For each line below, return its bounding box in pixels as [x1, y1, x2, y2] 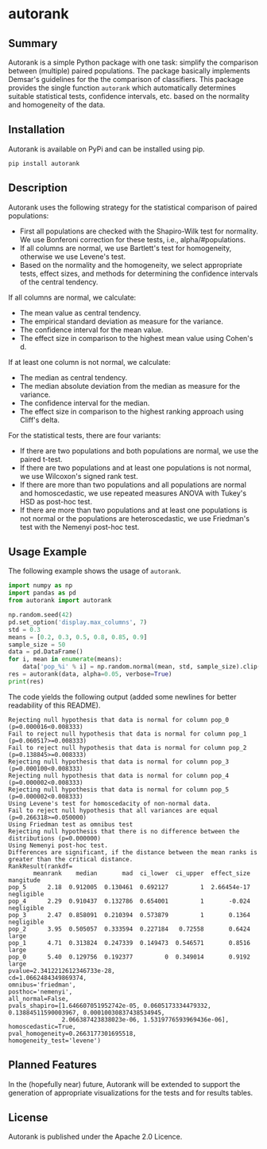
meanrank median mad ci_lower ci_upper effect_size [33, 869, 250, 877]
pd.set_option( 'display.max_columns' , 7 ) [8, 618, 148, 626]
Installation [8, 123, 65, 136]
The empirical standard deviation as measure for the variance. [19, 316, 224, 326]
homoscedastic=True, [8, 1022, 77, 1030]
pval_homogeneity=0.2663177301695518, [8, 1029, 137, 1037]
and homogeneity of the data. [8, 100, 106, 109]
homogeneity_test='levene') [8, 1037, 102, 1045]
